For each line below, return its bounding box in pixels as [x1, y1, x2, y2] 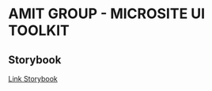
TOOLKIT [8, 21, 70, 40]
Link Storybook [8, 74, 58, 83]
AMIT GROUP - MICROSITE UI [8, 5, 206, 23]
